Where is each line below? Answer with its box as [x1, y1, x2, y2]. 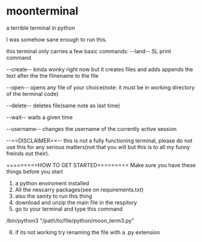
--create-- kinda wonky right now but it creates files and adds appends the [6, 65, 194, 73]
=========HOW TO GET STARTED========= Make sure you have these [6, 161, 196, 168]
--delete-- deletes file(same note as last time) [6, 101, 120, 109]
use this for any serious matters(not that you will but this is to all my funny [6, 143, 191, 150]
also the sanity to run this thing [15, 192, 93, 200]
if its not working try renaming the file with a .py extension [15, 228, 160, 236]
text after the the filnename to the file [6, 72, 99, 79]
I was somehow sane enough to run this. [6, 36, 108, 43]
